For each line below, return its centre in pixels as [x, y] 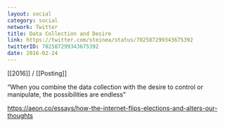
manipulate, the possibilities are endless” [67, 94]
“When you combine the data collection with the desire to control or [105, 87]
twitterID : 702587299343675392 [53, 47]
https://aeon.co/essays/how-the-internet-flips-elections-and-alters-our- [112, 108]
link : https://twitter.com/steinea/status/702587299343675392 [100, 40]
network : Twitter [33, 27]
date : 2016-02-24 [33, 54]
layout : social [30, 14]
